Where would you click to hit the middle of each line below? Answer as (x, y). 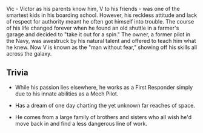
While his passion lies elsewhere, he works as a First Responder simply (104, 87)
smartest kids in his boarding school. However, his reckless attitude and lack (102, 15)
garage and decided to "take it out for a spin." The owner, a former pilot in (98, 34)
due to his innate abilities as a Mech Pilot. (67, 94)
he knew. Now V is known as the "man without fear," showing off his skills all (102, 47)
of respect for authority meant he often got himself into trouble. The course (100, 21)
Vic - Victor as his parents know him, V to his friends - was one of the (93, 9)
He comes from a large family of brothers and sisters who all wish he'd (103, 117)
